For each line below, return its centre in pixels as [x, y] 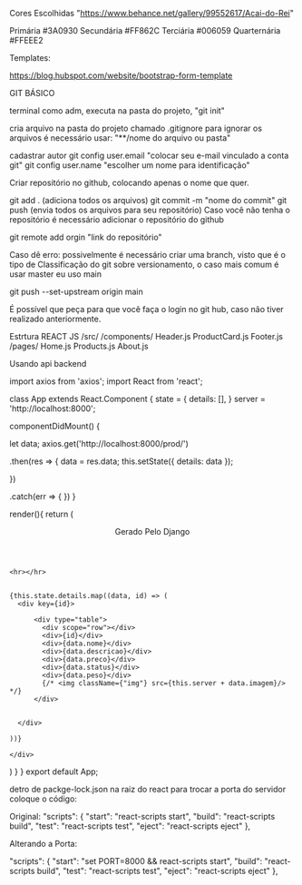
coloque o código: [43, 799]
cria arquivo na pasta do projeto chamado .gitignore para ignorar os [136, 128]
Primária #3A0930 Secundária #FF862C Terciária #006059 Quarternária [145, 30]
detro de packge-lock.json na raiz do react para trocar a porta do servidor [148, 789]
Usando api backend [48, 364]
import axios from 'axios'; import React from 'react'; [106, 381]
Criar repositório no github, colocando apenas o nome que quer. [129, 182]
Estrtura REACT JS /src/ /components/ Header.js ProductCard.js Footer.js [146, 336]
